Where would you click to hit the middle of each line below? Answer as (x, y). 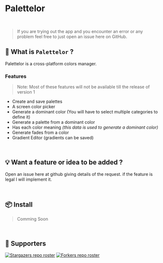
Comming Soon (33, 219)
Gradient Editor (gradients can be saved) (53, 138)
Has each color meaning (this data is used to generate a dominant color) (85, 128)
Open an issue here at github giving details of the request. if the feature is (79, 174)
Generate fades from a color (40, 132)
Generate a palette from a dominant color (54, 122)
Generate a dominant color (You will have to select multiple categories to (85, 112)
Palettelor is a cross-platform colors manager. (51, 63)
